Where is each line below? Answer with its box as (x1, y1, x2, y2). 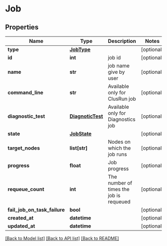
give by (107, 68, 125, 75)
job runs (107, 151, 127, 158)
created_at (7, 215, 34, 221)
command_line (7, 89, 44, 96)
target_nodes (7, 145, 40, 151)
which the (107, 145, 131, 151)
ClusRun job (107, 95, 136, 102)
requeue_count (7, 186, 45, 193)
